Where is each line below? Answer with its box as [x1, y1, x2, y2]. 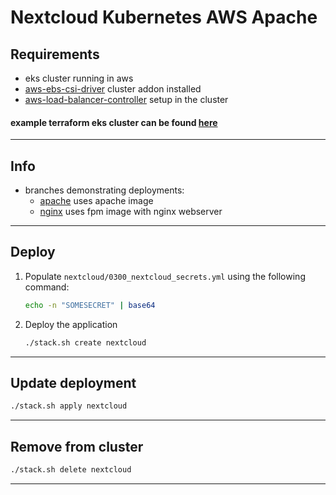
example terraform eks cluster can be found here [10, 116, 218, 128]
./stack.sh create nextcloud [24, 337, 147, 348]
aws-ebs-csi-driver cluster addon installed [24, 83, 202, 95]
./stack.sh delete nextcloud [10, 465, 132, 475]
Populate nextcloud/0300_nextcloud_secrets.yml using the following [24, 270, 306, 282]
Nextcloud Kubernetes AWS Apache [10, 6, 318, 29]
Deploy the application [24, 318, 118, 330]
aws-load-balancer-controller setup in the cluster [24, 94, 229, 105]
